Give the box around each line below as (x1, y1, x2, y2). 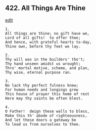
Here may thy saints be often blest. (5, 96, 83, 101)
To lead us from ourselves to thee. (5, 122, 81, 127)
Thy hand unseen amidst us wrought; (5, 61, 81, 66)
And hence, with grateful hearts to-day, (5, 40, 92, 44)
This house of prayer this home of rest (5, 91, 90, 96)
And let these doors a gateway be (5, 117, 77, 123)
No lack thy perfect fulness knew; (5, 83, 79, 88)
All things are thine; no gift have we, (5, 31, 90, 36)
